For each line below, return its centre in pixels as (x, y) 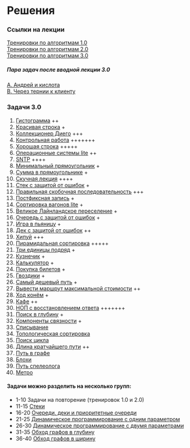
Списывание (32, 327)
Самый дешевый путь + (46, 282)
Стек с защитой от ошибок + (53, 185)
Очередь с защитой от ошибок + (58, 217)
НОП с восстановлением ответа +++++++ (70, 308)
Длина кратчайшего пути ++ (53, 346)
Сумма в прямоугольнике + (52, 172)
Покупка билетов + (41, 269)
